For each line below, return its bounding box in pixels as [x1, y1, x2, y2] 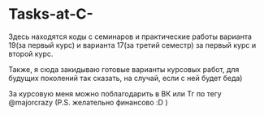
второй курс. [8, 49, 54, 58]
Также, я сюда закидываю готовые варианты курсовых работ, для [8, 64, 240, 74]
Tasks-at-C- [8, 5, 93, 23]
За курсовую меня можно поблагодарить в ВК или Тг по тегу [8, 88, 222, 98]
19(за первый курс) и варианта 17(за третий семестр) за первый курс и [8, 40, 257, 49]
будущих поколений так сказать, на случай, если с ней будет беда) [8, 73, 243, 83]
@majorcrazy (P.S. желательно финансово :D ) [8, 97, 168, 107]
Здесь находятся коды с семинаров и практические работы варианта [8, 32, 252, 41]
